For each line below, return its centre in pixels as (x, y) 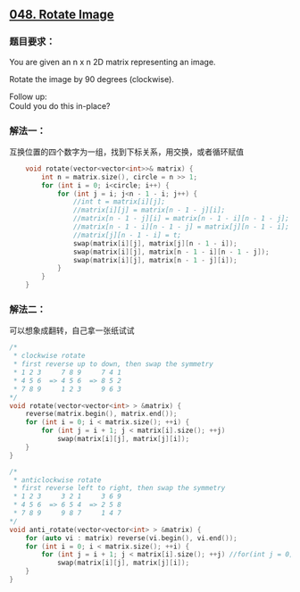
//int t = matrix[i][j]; (119, 202)
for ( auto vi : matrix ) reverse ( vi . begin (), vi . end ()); (132, 538)
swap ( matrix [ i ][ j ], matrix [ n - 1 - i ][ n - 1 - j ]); (171, 252)
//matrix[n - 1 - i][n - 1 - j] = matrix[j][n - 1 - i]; (181, 227)
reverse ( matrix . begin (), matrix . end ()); (101, 414)
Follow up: (28, 96)
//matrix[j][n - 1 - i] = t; (127, 235)
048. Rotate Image (62, 15)
